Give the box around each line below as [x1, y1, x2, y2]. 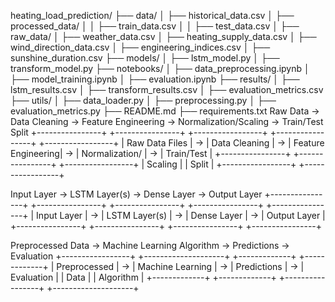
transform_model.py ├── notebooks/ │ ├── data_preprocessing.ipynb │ [10, 63, 310, 74]
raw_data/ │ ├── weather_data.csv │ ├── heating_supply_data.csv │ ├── [10, 31, 317, 42]
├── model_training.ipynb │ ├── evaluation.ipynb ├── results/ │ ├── [10, 73, 300, 85]
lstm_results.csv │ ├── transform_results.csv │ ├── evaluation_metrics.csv [10, 84, 324, 95]
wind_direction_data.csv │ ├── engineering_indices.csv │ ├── [10, 41, 271, 53]
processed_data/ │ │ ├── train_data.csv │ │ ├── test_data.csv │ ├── [10, 20, 300, 32]
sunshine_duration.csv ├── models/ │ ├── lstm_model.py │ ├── [10, 52, 280, 64]
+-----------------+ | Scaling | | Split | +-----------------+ [58, 158, 297, 170]
